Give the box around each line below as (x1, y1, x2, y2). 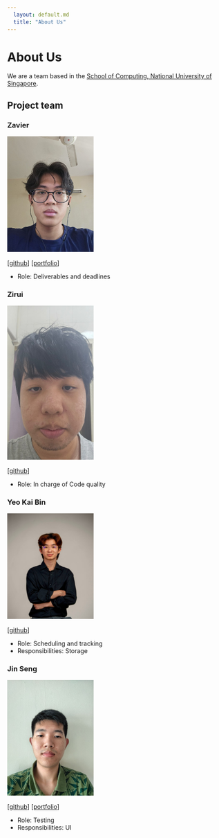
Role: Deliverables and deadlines (17, 272, 111, 280)
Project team (7, 99, 64, 111)
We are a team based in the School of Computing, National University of (7, 72, 212, 80)
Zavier (7, 120, 30, 130)
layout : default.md (13, 11, 70, 18)
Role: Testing (17, 816, 55, 824)
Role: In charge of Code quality (17, 480, 106, 488)
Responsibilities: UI (17, 823, 72, 831)
